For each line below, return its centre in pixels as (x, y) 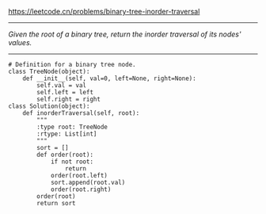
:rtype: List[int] (67, 134)
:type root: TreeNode (72, 127)
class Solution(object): (49, 106)
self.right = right (69, 99)
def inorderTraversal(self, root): (81, 113)
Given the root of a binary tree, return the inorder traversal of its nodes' (125, 34)
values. (20, 42)
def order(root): (65, 155)
